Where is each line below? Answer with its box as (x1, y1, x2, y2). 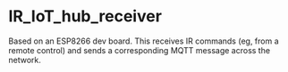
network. (8, 54, 42, 65)
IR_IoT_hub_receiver (8, 6, 163, 27)
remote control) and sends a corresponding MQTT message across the (8, 44, 270, 55)
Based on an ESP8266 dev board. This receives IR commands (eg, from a (8, 36, 279, 46)
